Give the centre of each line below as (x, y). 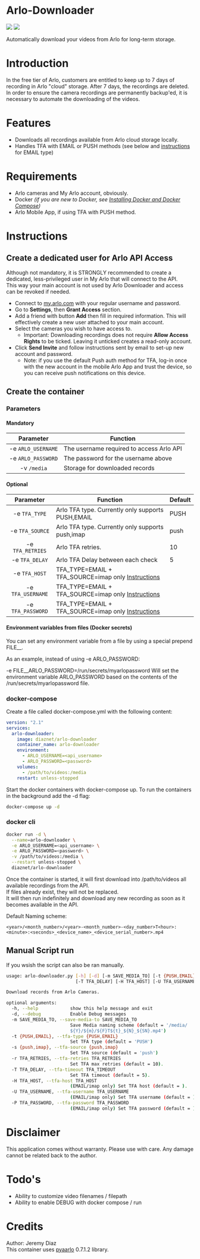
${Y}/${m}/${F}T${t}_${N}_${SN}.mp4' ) (118, 1031)
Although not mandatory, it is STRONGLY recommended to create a (89, 272)
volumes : (28, 767)
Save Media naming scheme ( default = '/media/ (129, 1025)
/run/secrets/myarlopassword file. (48, 683)
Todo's (24, 1179)
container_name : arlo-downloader (58, 745)
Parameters (23, 409)
